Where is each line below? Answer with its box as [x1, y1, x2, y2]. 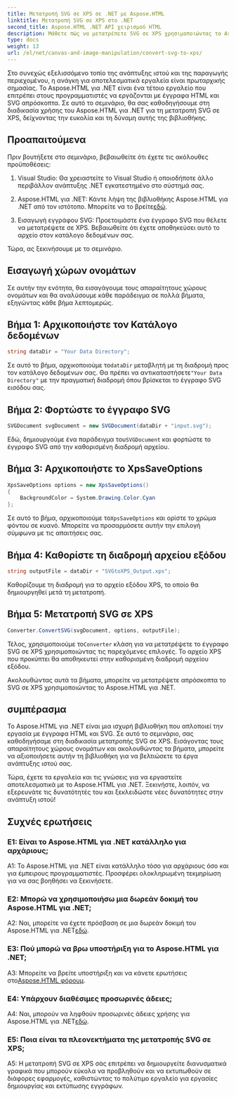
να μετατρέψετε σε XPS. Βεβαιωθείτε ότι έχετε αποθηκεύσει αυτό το [17, 223, 220, 232]
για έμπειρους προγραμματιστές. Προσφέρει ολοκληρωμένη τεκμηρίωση [7, 869, 221, 878]
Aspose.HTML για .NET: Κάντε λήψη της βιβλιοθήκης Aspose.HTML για [17, 195, 228, 203]
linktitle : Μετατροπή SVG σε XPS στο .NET [7, 17, 133, 24]
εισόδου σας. [7, 384, 46, 392]
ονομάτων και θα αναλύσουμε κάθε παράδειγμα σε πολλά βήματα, [7, 291, 205, 299]
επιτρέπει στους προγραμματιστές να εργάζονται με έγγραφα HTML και [7, 91, 220, 99]
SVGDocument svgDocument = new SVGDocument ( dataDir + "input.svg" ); [7, 422, 212, 429]
